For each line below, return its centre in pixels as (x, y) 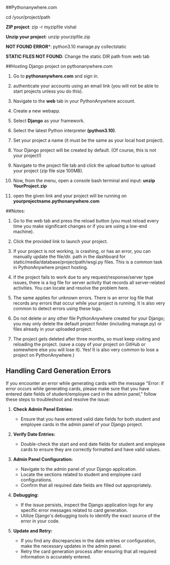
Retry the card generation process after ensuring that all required (88, 551)
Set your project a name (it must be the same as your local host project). (88, 140)
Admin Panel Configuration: (43, 459)
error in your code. (40, 521)
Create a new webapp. (37, 111)
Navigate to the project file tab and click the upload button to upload (84, 165)
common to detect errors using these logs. (57, 308)
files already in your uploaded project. (53, 329)
